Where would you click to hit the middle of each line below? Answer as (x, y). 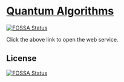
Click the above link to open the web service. (62, 39)
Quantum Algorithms (60, 11)
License (21, 58)
